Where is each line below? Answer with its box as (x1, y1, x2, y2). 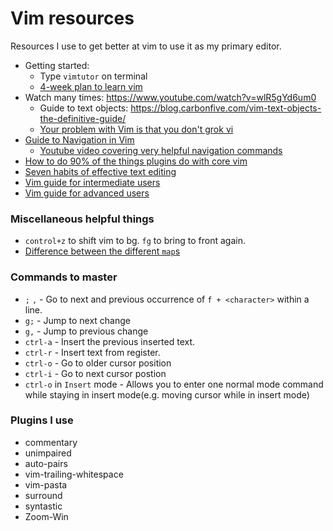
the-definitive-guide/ (39, 112, 127, 124)
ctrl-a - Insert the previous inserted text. (24, 335, 196, 347)
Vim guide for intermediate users (24, 176, 161, 188)
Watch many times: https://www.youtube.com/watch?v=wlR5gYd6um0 (24, 91, 317, 103)
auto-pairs (24, 457, 68, 469)
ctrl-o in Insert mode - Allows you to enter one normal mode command (24, 378, 324, 390)
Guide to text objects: (39, 102, 129, 114)
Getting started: (24, 59, 90, 71)
